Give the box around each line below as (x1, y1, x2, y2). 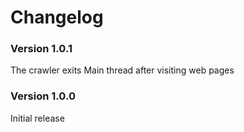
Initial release (10, 112, 65, 124)
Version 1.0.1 (10, 42, 73, 56)
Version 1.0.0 (10, 89, 76, 103)
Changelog (10, 6, 104, 29)
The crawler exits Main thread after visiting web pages (10, 64, 235, 76)
